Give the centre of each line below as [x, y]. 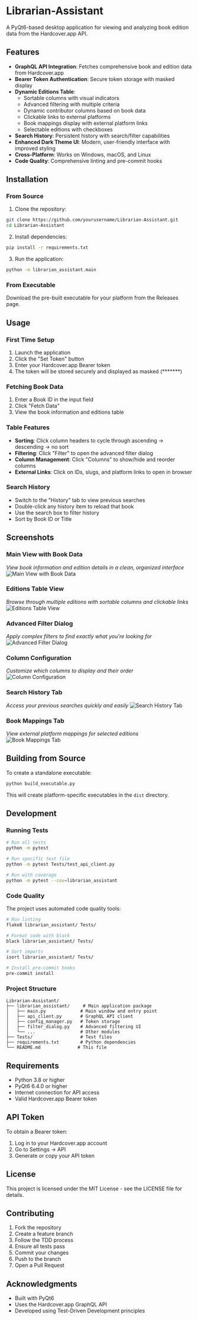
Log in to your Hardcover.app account [61, 1143]
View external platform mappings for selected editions [72, 733]
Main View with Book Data [44, 555]
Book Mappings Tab [35, 720]
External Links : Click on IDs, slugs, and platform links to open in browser [103, 472]
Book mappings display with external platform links [85, 123]
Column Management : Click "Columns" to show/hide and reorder [95, 459]
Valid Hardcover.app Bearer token [56, 1099]
